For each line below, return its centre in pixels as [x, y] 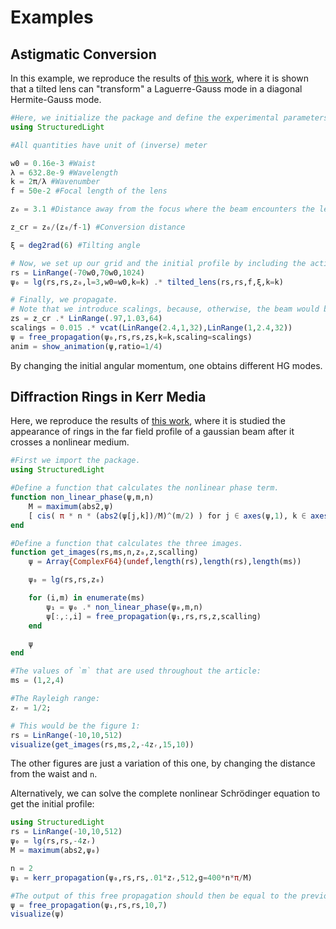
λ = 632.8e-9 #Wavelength [64, 172]
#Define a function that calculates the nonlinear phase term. [145, 488]
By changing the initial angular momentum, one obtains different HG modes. [166, 365]
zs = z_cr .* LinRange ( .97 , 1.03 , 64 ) [86, 319]
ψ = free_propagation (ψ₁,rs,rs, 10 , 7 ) [89, 905]
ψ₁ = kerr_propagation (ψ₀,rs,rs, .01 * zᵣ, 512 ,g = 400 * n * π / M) [131, 877]
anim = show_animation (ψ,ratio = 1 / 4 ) [86, 346]
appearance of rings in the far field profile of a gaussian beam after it [152, 432]
